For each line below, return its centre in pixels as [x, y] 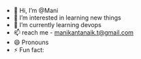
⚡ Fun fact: [29, 50]
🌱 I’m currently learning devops [58, 25]
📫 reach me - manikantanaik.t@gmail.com [74, 33]
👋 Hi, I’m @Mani [36, 11]
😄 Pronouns [31, 42]
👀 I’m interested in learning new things [67, 18]
